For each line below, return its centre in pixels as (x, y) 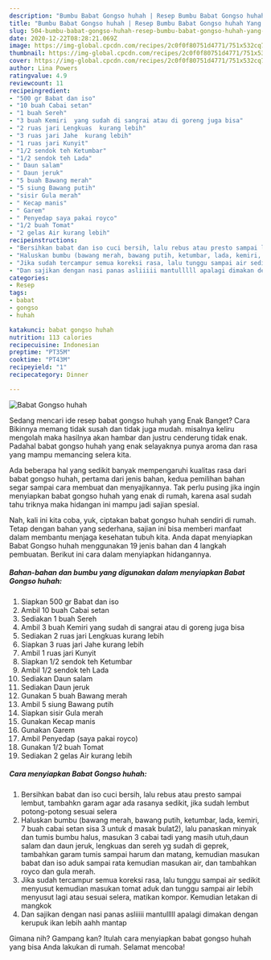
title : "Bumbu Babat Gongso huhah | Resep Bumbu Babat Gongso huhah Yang (135, 23)
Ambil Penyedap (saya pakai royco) (80, 739)
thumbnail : (27, 53)
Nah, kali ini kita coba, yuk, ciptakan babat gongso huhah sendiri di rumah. (133, 519)
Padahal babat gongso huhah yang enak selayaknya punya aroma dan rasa (133, 446)
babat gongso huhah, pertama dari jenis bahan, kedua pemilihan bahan (127, 478)
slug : (18, 31)
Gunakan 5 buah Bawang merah (74, 695)
